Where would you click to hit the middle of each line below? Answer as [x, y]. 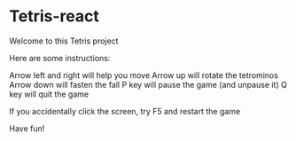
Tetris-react [54, 16]
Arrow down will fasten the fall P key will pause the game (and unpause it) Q [148, 84]
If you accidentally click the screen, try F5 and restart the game [125, 111]
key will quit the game [49, 94]
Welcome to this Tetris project [64, 41]
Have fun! [27, 128]
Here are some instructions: [60, 58]
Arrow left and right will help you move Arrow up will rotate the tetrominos [144, 75]
